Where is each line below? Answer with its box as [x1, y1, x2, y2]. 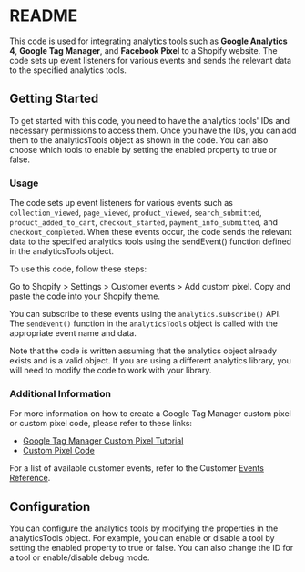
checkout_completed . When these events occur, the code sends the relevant [9, 227, 293, 238]
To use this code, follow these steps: [9, 263, 147, 274]
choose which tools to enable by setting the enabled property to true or [9, 144, 278, 155]
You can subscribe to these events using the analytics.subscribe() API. [9, 309, 281, 320]
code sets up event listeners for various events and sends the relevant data [9, 55, 292, 66]
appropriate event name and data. [9, 328, 137, 339]
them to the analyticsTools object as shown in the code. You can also [9, 134, 269, 146]
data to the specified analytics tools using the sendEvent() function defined [9, 236, 292, 247]
